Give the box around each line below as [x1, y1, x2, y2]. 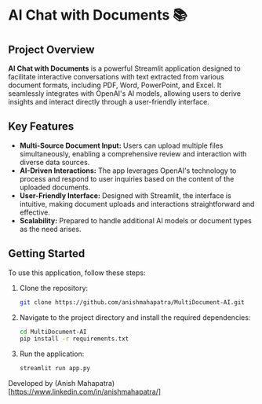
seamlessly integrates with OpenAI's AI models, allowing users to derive [8, 89, 242, 98]
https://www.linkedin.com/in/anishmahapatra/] [10, 387, 162, 397]
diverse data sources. [19, 157, 90, 167]
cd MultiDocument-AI [19, 328, 87, 336]
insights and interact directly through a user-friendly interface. [8, 97, 209, 106]
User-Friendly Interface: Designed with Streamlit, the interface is [19, 190, 231, 200]
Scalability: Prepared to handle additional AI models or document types [19, 215, 253, 225]
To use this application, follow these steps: [8, 268, 146, 277]
